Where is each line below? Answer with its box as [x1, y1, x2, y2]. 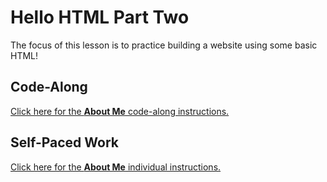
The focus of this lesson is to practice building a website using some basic [10, 39, 318, 51]
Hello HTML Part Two [10, 6, 190, 29]
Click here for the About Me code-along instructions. [10, 105, 230, 117]
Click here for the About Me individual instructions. [10, 161, 222, 173]
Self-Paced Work [10, 134, 119, 151]
